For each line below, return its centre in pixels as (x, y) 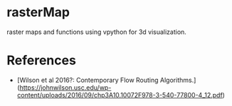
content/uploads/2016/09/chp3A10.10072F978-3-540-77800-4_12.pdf (120, 95)
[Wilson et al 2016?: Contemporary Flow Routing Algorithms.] (106, 80)
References (41, 60)
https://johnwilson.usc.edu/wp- (65, 87)
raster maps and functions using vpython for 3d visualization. (96, 32)
